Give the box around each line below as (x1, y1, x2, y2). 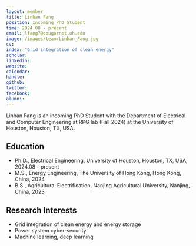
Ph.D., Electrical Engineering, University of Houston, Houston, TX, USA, (14, 157, 188, 164)
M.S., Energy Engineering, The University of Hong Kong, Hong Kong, (14, 170, 181, 177)
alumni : (6, 96, 25, 102)
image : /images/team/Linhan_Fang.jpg (6, 36, 99, 42)
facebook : (6, 90, 31, 96)
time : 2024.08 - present (6, 25, 67, 31)
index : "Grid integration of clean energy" (6, 47, 115, 53)
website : (6, 63, 28, 69)
